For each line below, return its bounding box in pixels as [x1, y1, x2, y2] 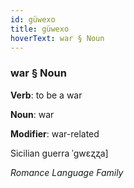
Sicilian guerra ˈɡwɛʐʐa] [10, 147, 109, 159]
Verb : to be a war [10, 89, 83, 101]
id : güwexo [10, 14, 56, 25]
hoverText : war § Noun [10, 33, 105, 43]
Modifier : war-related [10, 127, 100, 140]
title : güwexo [10, 24, 70, 34]
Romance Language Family [10, 166, 124, 178]
